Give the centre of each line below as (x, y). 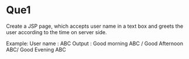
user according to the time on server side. (56, 32)
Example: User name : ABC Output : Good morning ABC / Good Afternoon (94, 43)
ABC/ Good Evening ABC (36, 49)
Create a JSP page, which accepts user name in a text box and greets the (94, 26)
